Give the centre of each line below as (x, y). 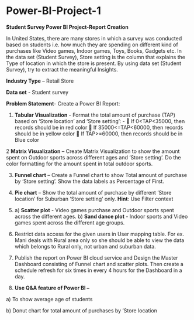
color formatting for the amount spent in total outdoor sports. (79, 164)
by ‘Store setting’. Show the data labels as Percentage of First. (89, 181)
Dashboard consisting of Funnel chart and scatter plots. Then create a (99, 264)
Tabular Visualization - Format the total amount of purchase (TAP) (95, 115)
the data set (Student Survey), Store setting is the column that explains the (96, 57)
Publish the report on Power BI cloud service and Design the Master (96, 258)
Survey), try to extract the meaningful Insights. (62, 69)
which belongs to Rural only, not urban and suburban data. (85, 246)
